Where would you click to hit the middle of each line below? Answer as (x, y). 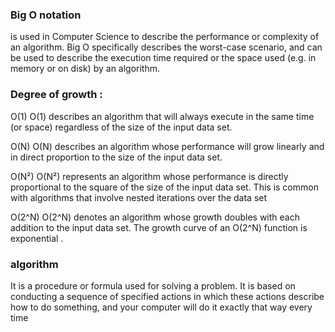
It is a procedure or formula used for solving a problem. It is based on (153, 285)
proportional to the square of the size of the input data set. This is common (164, 187)
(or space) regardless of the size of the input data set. (121, 127)
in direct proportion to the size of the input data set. (116, 157)
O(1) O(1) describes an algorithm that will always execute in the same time (162, 116)
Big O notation (46, 15)
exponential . (37, 238)
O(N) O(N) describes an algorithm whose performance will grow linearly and (167, 146)
